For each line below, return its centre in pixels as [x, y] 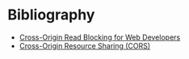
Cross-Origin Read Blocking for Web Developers [100, 37]
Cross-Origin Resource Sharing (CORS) [85, 45]
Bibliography [51, 15]
